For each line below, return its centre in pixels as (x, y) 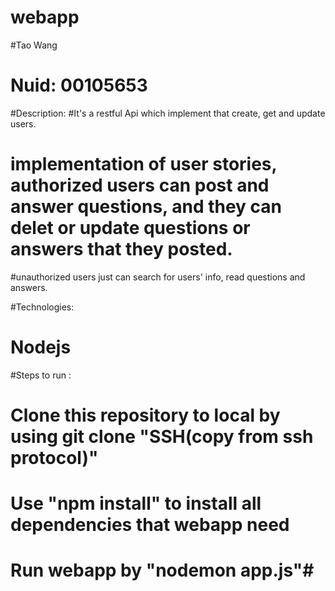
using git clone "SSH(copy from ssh (162, 436)
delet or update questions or (130, 228)
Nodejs (41, 347)
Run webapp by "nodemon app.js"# (162, 570)
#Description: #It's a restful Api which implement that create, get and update (168, 113)
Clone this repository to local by (145, 415)
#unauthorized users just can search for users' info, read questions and (158, 277)
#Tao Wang (34, 45)
